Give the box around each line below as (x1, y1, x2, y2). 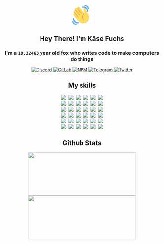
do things (70, 56, 94, 62)
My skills (68, 81, 96, 90)
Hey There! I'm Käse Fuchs (40, 35, 124, 43)
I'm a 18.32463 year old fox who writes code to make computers (4, 50, 160, 57)
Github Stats (62, 139, 102, 147)
